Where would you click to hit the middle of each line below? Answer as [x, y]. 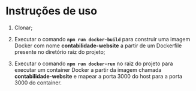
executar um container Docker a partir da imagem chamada [88, 69]
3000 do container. [38, 83]
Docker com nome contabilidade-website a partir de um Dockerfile [98, 45]
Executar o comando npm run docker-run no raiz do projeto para [94, 63]
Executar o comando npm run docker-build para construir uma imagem [102, 39]
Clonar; [23, 28]
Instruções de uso [51, 11]
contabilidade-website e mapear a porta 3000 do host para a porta [98, 76]
